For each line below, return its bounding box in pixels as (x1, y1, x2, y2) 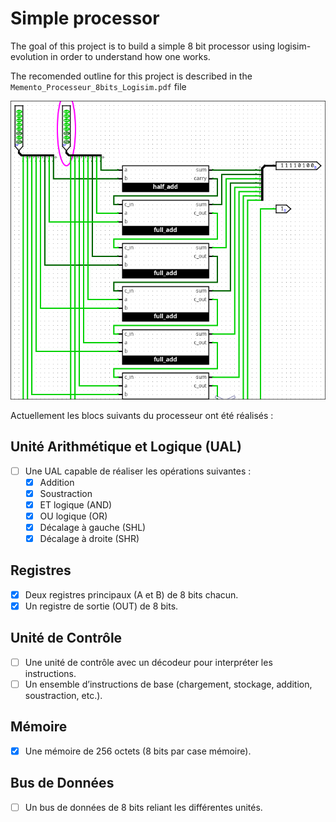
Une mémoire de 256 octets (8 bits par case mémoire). (24, 745, 252, 757)
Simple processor (10, 7, 160, 30)
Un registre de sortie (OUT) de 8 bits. (24, 600, 179, 612)
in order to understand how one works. (50, 50, 211, 62)
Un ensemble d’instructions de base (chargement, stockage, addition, (24, 678, 313, 690)
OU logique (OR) (39, 510, 108, 522)
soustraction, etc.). (24, 689, 103, 701)
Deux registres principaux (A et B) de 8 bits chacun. (24, 588, 239, 601)
